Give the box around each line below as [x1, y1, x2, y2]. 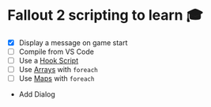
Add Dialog [18, 90, 56, 99]
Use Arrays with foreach [18, 65, 98, 75]
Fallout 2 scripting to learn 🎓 [7, 6, 203, 25]
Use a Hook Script [18, 56, 79, 66]
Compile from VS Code [18, 47, 94, 56]
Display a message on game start [18, 37, 128, 48]
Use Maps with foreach [18, 74, 95, 83]
